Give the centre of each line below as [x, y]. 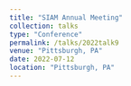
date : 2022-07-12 [42, 59]
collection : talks [44, 26]
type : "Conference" [46, 34]
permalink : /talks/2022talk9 [64, 43]
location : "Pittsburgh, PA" [62, 68]
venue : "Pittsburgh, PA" [56, 51]
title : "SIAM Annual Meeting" [66, 17]
